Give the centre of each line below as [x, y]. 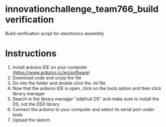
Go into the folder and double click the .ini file [59, 83]
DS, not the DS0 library [36, 104]
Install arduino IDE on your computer [50, 67]
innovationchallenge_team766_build [82, 9]
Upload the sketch [31, 120]
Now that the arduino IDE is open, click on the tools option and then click [87, 88]
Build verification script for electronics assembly [55, 33]
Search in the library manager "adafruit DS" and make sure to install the [85, 99]
